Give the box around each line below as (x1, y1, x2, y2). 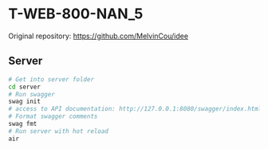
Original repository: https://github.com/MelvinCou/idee (8, 31, 189, 41)
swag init (8, 97, 41, 106)
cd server (8, 83, 41, 91)
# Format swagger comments (8, 112, 98, 120)
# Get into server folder (8, 75, 94, 84)
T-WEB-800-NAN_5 (8, 5, 144, 23)
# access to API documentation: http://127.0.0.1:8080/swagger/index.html (8, 105, 262, 113)
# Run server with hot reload (8, 127, 109, 135)
